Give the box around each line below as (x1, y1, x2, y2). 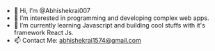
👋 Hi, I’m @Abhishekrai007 (13, 7, 90, 14)
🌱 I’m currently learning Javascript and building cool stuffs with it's (13, 21, 205, 29)
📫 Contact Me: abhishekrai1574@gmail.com (13, 37, 141, 44)
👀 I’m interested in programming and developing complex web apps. (13, 14, 210, 22)
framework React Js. (13, 28, 74, 37)
